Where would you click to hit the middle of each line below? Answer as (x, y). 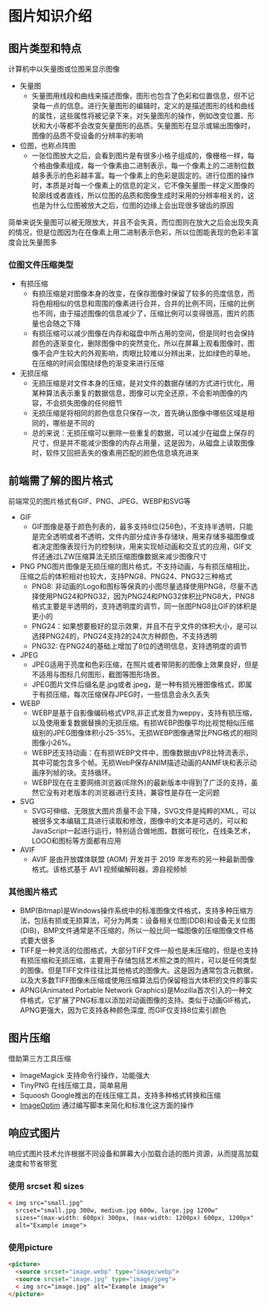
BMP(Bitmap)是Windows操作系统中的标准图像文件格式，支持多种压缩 (133, 911)
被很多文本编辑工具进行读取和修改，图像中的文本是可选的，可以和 (139, 821)
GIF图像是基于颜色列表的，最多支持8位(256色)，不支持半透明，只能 (142, 527)
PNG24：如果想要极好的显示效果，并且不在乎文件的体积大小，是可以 (144, 626)
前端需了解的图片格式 (60, 480)
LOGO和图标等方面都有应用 (76, 841)
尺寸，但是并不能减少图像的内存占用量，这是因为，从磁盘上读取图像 (143, 443)
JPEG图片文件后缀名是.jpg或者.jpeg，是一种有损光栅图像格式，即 (138, 684)
